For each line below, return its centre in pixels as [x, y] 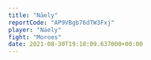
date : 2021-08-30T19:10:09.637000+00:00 [76, 44]
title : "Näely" [33, 15]
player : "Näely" [35, 30]
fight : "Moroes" [35, 37]
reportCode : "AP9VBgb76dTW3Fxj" [61, 23]
